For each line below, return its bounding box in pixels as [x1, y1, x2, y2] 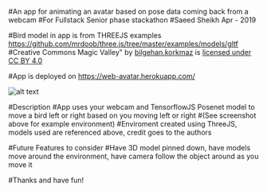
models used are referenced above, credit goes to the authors [8, 127, 212, 137]
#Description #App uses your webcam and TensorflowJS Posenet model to [8, 103, 255, 111]
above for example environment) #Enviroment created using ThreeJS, [8, 119, 238, 128]
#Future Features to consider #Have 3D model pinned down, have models [8, 143, 251, 152]
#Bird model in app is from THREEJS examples [8, 31, 162, 40]
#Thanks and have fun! [8, 175, 84, 185]
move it [8, 160, 33, 170]
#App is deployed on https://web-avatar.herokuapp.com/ [8, 72, 195, 80]
